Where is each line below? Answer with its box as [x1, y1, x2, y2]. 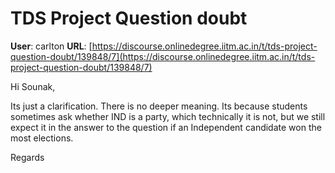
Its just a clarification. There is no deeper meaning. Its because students [10, 100, 308, 112]
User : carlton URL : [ [10, 40, 93, 52]
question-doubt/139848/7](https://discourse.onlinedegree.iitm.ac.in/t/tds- [10, 50, 316, 62]
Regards [10, 151, 45, 163]
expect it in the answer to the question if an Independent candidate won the [10, 121, 322, 133]
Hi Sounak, [10, 80, 56, 92]
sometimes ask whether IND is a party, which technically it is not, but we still [10, 110, 326, 122]
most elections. [10, 132, 74, 144]
